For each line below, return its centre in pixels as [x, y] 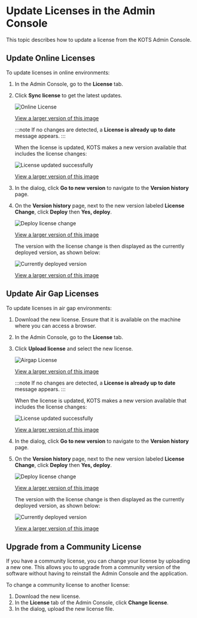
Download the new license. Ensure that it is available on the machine [98, 319]
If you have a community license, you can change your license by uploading [98, 561]
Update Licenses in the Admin [81, 11]
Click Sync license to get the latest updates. [68, 95]
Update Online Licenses [51, 58]
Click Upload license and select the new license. [74, 349]
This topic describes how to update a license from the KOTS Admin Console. [99, 40]
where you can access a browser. [55, 326]
